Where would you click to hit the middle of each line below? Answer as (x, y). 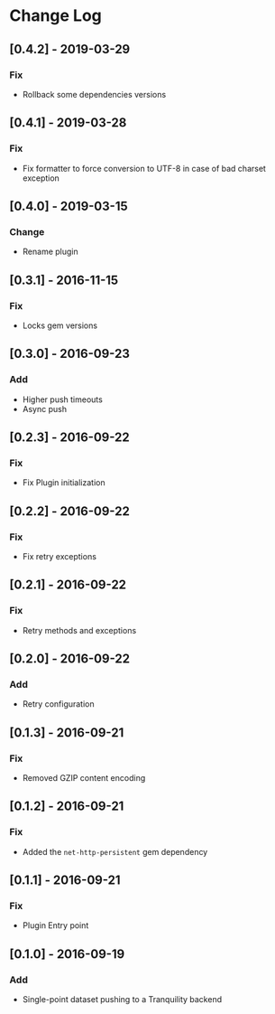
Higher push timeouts (63, 399)
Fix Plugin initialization (64, 483)
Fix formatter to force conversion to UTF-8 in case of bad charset (144, 168)
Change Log (55, 16)
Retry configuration (58, 704)
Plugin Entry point (55, 925)
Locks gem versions (60, 325)
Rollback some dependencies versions (94, 94)
